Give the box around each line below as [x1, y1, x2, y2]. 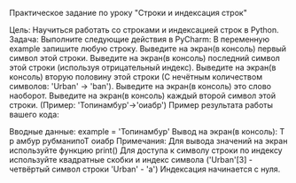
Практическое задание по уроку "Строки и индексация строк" [9, 8, 248, 18]
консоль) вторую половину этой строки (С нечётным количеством [9, 72, 263, 82]
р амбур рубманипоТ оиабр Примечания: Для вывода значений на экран [9, 136, 288, 146]
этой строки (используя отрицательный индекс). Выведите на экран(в [9, 62, 277, 72]
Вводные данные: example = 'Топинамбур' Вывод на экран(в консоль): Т [9, 126, 285, 136]
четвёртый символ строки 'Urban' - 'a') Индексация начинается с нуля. [9, 164, 281, 174]
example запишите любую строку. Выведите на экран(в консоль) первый [9, 43, 286, 54]
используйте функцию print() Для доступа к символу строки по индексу [9, 145, 283, 156]
